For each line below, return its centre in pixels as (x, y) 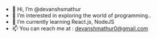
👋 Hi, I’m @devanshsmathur (46, 9)
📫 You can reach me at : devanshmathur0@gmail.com (80, 28)
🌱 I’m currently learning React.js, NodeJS (63, 22)
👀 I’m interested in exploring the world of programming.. (82, 15)
